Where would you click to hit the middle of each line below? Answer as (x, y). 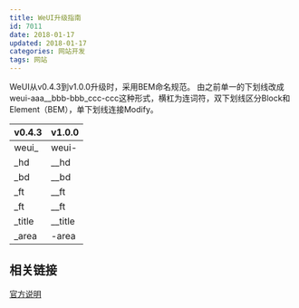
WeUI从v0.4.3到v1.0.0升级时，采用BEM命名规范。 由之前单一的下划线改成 (147, 87)
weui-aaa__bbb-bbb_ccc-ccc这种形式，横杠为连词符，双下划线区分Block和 (150, 98)
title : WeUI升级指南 (45, 18)
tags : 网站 (29, 60)
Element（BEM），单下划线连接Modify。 (84, 109)
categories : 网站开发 (48, 52)
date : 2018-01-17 (42, 34)
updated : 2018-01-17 (48, 43)
